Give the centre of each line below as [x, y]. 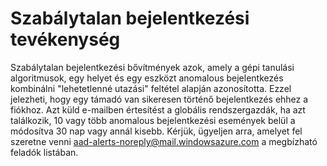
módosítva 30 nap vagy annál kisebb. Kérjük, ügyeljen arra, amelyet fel [156, 131]
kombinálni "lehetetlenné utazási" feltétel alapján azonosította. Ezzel [151, 88]
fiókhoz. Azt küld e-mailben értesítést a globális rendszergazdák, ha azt [158, 109]
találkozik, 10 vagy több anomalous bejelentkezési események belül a [153, 120]
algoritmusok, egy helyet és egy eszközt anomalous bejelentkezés [147, 78]
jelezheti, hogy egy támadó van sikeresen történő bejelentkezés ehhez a [159, 99]
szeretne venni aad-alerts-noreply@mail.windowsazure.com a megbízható [164, 141]
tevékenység [65, 39]
